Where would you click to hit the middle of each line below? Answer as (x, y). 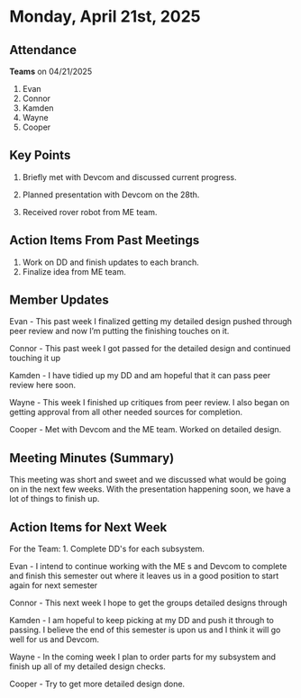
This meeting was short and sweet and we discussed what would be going (148, 480)
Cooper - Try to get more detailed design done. (97, 684)
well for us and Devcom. (54, 639)
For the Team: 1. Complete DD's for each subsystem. (107, 549)
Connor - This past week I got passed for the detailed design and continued (150, 349)
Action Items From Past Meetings (105, 240)
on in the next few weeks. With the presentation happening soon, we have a (150, 489)
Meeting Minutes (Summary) (92, 458)
